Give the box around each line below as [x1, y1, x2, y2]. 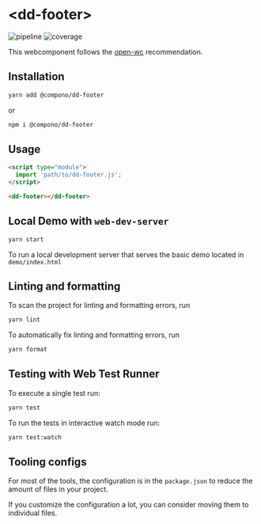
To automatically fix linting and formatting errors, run [8, 330, 180, 340]
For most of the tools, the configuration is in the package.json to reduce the [8, 477, 253, 486]
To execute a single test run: [8, 388, 100, 397]
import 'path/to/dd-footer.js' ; [15, 171, 123, 179]
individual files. [8, 508, 58, 518]
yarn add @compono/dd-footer [8, 91, 104, 99]
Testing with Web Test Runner [8, 367, 160, 381]
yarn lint [8, 316, 41, 324]
